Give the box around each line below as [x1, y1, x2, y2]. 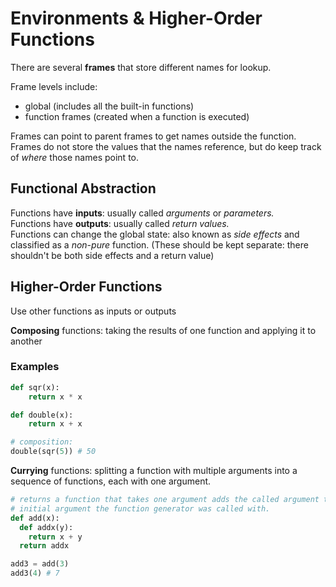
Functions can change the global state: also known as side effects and [10, 228, 300, 240]
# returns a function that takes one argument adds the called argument [10, 495, 320, 505]
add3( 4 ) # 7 [10, 568, 60, 579]
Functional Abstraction [10, 180, 157, 197]
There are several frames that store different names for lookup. [10, 61, 272, 73]
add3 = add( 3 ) [10, 559, 70, 569]
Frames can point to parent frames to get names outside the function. [10, 130, 297, 142]
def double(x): [10, 410, 74, 420]
